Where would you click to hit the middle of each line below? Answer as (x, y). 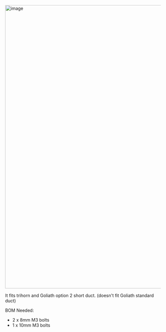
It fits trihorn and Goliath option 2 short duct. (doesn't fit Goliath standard (80, 295)
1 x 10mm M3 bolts (31, 325)
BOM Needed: (20, 310)
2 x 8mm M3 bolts (31, 320)
